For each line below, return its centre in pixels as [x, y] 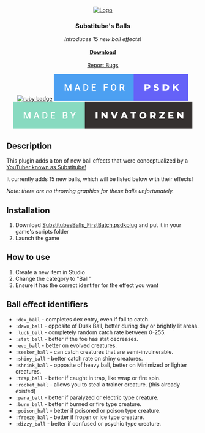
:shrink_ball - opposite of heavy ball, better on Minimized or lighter [101, 365]
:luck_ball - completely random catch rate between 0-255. [91, 332]
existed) [25, 391]
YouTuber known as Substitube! [47, 167]
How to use [28, 257]
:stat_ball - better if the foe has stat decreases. [77, 339]
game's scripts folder [42, 231]
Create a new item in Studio [50, 272]
